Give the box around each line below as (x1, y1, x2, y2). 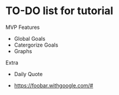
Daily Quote (14, 70, 43, 77)
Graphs (14, 47, 32, 54)
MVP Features (5, 24, 40, 31)
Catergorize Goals (14, 41, 58, 48)
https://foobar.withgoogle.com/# (14, 81, 94, 89)
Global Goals (14, 35, 45, 42)
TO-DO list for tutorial (5, 4, 114, 18)
